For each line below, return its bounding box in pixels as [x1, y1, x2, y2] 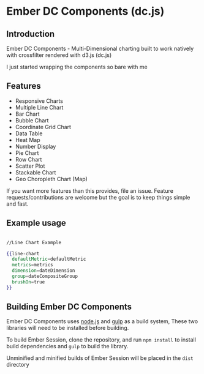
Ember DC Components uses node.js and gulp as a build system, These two [6, 318, 198, 325]
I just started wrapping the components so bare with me [6, 63, 148, 70]
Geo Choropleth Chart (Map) [15, 175, 88, 182]
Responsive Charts [15, 97, 63, 105]
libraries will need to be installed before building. [6, 324, 129, 332]
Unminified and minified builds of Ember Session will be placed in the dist [6, 354, 194, 362]
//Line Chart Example [6, 239, 62, 245]
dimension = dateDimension [12, 267, 75, 274]
